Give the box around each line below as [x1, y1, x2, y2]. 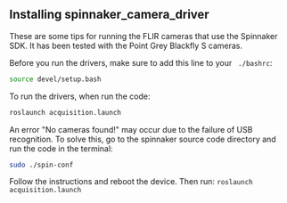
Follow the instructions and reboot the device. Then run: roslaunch [9, 176, 253, 187]
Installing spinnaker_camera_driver [9, 7, 209, 22]
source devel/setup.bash [9, 75, 102, 84]
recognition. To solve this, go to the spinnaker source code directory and [9, 134, 276, 144]
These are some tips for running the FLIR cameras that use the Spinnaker [9, 30, 278, 41]
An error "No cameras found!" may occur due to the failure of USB [9, 124, 253, 134]
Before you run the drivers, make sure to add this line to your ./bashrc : [9, 57, 273, 68]
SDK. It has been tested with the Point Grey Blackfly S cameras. [9, 40, 243, 51]
